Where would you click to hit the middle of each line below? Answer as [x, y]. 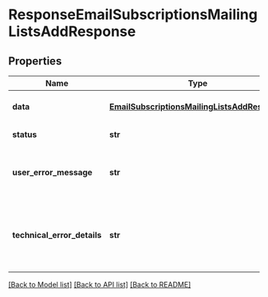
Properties [35, 61]
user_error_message [53, 172]
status [25, 135]
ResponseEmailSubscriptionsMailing [133, 15]
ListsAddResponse [72, 31]
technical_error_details [57, 235]
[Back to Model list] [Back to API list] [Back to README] [100, 285]
